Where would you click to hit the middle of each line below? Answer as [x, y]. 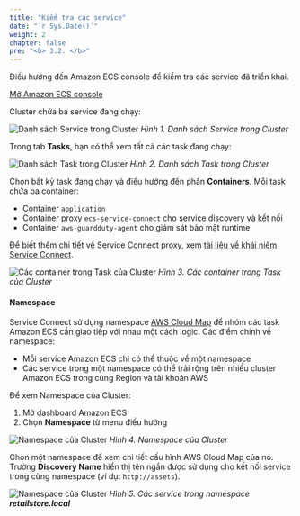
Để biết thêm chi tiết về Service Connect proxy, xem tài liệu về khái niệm [143, 245]
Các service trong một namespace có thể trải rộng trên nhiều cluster [149, 368]
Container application [64, 209]
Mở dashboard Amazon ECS [75, 413]
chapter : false [38, 43]
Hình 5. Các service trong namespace [179, 494]
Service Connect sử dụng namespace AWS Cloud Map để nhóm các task [145, 322]
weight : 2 [28, 34]
